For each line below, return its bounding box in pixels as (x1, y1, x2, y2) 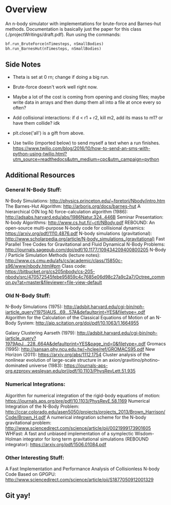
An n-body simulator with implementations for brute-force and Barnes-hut (5, 20, 161, 27)
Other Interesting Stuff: (5, 454, 65, 461)
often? (12, 104, 27, 111)
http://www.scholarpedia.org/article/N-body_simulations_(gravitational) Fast (5, 236, 165, 242)
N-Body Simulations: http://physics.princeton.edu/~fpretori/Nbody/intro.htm (5, 198, 165, 204)
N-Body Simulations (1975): (5, 303, 63, 310)
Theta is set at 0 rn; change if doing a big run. (12, 74, 109, 80)
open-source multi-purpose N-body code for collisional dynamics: (5, 225, 145, 231)
